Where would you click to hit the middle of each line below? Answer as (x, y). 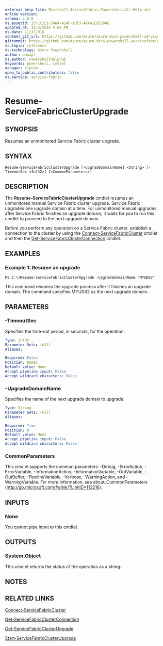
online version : (21, 14)
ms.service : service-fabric (33, 77)
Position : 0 (17, 430)
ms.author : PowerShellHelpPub (36, 59)
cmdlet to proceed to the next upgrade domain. (52, 219)
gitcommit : (16, 41)
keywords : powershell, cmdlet (36, 64)
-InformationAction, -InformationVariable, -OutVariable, (89, 472)
